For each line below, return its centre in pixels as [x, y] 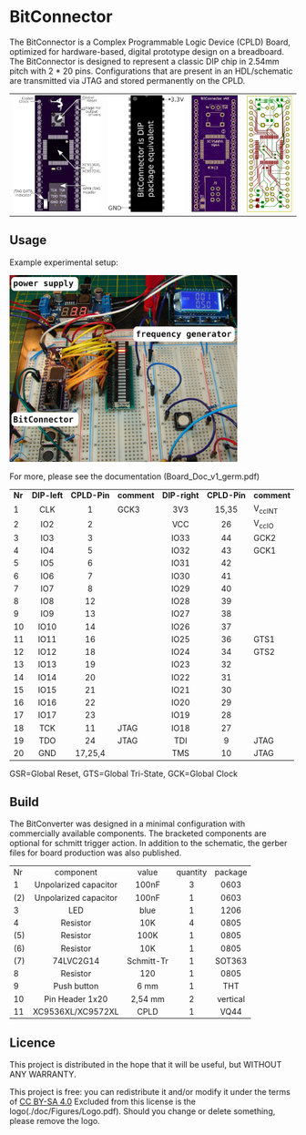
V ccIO [264, 524]
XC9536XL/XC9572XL [76, 1011]
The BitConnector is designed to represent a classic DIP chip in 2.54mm [144, 61]
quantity [192, 873]
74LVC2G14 [76, 961]
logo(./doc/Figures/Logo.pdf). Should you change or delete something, [143, 1111]
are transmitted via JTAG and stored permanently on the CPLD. [127, 80]
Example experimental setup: [64, 262]
